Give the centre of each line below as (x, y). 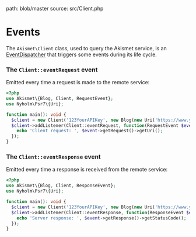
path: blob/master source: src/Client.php (55, 8)
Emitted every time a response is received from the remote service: (87, 170)
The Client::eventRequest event (52, 70)
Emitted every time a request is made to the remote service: (78, 83)
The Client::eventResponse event (53, 157)
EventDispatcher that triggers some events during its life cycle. (82, 54)
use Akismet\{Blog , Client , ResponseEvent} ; (61, 186)
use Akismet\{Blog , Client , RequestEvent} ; (60, 99)
